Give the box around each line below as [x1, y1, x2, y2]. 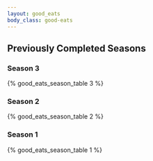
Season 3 [7, 63, 40, 73]
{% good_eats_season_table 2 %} [7, 112, 104, 121]
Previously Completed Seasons [7, 43, 146, 54]
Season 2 [7, 97, 40, 107]
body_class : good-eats [7, 17, 73, 24]
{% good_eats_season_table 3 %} [7, 79, 104, 88]
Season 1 [7, 130, 38, 139]
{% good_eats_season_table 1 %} [7, 146, 103, 154]
